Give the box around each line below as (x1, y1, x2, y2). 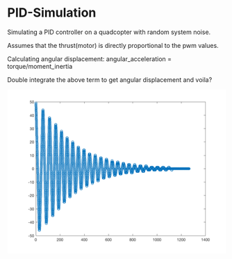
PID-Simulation (7, 5, 97, 21)
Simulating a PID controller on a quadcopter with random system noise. (7, 28, 211, 36)
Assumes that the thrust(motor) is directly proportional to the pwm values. (7, 41, 219, 49)
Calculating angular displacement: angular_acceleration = (7, 54, 172, 63)
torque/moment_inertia (7, 62, 73, 70)
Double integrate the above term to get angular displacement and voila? (7, 75, 213, 84)
